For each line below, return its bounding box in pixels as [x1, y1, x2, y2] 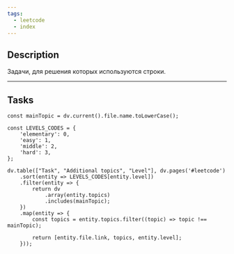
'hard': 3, [19, 149, 52, 156]
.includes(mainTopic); [44, 198, 111, 205]
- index [13, 23, 36, 30]
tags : [7, 10, 23, 17]
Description [7, 49, 59, 61]
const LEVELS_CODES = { [7, 125, 77, 132]
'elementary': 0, [19, 131, 70, 138]
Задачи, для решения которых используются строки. [7, 68, 166, 76]
